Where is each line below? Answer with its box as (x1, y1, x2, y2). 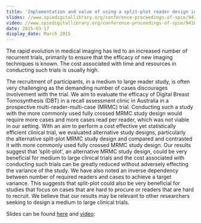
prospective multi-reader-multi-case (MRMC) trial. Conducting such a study (6, 103, 193, 111)
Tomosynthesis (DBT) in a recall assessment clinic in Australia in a (6, 97, 169, 105)
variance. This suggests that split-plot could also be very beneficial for (6, 180, 181, 187)
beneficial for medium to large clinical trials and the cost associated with (6, 154, 185, 161)
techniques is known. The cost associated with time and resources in (6, 60, 176, 68)
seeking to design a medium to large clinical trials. (6, 198, 130, 206)
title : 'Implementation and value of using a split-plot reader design (6, 8, 188, 15)
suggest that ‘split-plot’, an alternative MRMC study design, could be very (6, 148, 187, 155)
